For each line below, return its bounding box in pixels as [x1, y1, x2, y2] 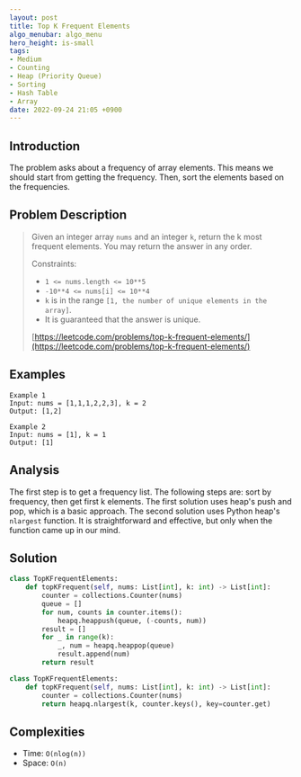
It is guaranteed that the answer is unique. [44, 314, 201, 325]
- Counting [9, 64, 50, 73]
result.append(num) [57, 649, 130, 659]
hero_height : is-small [9, 38, 94, 48]
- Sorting [9, 80, 47, 89]
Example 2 [9, 422, 47, 432]
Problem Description [9, 208, 128, 223]
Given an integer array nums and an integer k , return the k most [31, 231, 262, 242]
